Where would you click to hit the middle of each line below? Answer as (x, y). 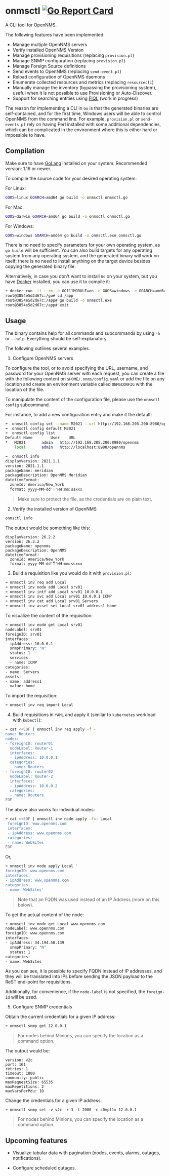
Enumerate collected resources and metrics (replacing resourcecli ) (83, 82)
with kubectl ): (27, 720)
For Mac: (14, 207)
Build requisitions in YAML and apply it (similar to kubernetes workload (84, 715)
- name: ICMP (24, 663)
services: (20, 658)
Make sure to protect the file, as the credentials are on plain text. (85, 499)
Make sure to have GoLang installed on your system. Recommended (76, 163)
